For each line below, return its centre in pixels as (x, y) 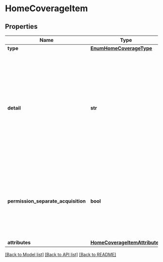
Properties (21, 27)
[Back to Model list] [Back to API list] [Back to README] (61, 254)
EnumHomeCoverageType (121, 48)
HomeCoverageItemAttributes (126, 243)
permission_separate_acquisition (47, 201)
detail (14, 108)
